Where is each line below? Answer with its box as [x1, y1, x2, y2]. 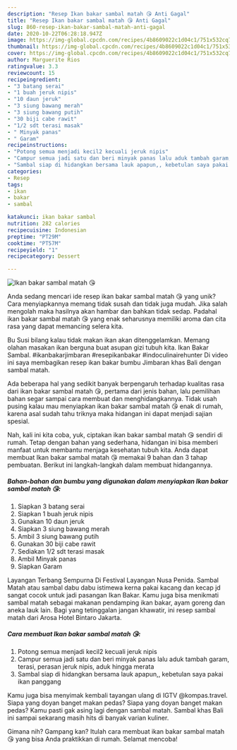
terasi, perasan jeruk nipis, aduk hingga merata [17, 662, 154, 671]
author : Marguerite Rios [7, 56, 80, 64]
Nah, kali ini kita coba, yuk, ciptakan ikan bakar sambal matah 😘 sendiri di [7, 431, 224, 439]
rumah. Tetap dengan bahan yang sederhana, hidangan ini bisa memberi [7, 439, 219, 447]
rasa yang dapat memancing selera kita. [7, 322, 124, 331]
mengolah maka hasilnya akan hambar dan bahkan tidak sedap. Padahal [7, 307, 217, 316]
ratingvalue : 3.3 [7, 63, 59, 70]
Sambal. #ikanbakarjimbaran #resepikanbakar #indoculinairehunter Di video [7, 351, 229, 359]
